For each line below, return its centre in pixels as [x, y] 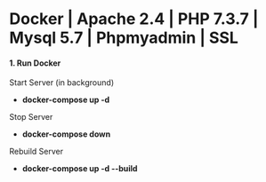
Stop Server [31, 117]
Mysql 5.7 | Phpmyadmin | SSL [124, 38]
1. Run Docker [35, 63]
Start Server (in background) [61, 83]
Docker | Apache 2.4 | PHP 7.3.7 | [134, 19]
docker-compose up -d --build [80, 169]
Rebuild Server [36, 152]
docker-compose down [66, 134]
